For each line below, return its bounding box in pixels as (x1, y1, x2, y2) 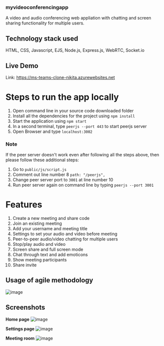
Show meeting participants (12, 257, 67, 263)
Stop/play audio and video (12, 241, 66, 247)
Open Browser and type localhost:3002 (12, 129, 93, 134)
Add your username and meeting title (12, 226, 87, 232)
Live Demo (5, 62, 39, 70)
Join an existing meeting (12, 220, 62, 226)
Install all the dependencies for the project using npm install (12, 113, 135, 119)
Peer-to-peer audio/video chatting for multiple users (12, 236, 118, 242)
